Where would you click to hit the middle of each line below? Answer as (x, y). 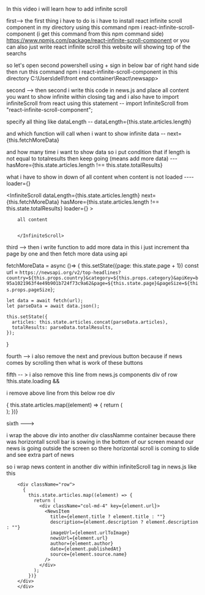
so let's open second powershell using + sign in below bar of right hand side (103, 65)
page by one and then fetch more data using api (67, 254)
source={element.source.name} (88, 554)
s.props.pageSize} (30, 290)
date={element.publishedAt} (86, 549)
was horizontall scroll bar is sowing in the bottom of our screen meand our (100, 442)
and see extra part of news (40, 455)
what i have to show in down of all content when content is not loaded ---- (100, 177)
